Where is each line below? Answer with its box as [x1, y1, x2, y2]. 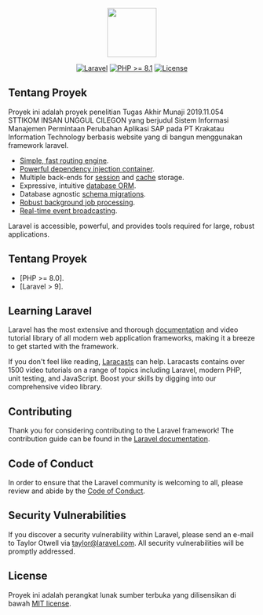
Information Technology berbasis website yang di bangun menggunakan [8, 132, 243, 142]
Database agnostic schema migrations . [19, 189, 147, 198]
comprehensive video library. [8, 382, 103, 392]
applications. [8, 229, 49, 239]
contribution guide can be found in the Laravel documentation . [8, 434, 210, 444]
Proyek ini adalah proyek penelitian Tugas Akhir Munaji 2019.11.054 [8, 107, 224, 116]
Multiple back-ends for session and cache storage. [19, 172, 184, 182]
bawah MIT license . [8, 598, 72, 608]
